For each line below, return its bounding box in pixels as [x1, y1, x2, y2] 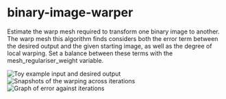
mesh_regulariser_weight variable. [7, 56, 104, 64]
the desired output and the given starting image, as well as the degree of [7, 42, 212, 50]
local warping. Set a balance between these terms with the [7, 49, 173, 57]
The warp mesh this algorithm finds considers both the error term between [7, 34, 218, 42]
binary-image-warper [7, 5, 134, 20]
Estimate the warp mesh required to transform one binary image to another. [7, 27, 221, 36]
